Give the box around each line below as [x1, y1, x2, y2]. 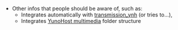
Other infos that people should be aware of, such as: [11, 5, 143, 12]
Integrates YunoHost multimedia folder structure [21, 18, 141, 24]
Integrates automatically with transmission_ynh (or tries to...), [21, 11, 173, 18]
